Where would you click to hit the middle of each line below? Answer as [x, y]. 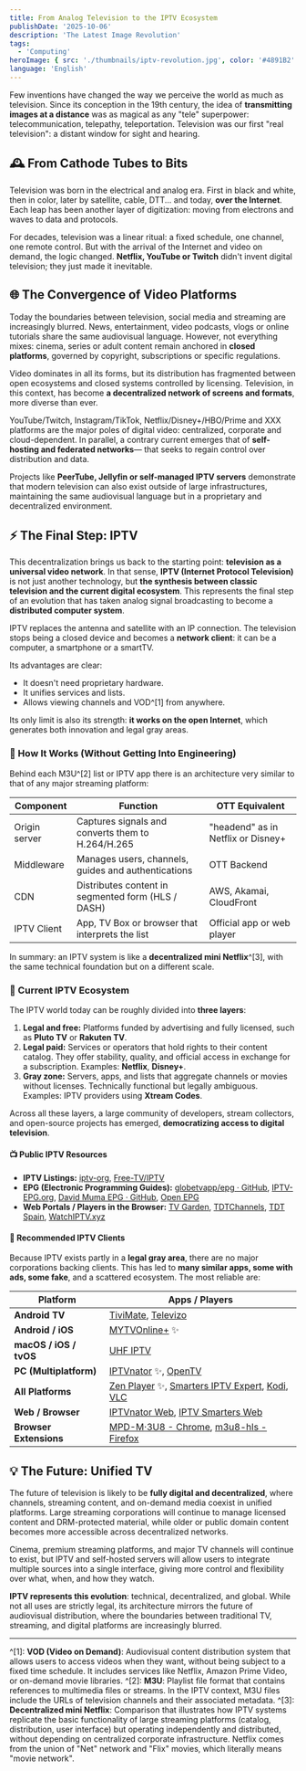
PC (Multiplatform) [56, 1371]
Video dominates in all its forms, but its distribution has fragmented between [153, 373]
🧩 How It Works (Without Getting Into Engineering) [123, 754]
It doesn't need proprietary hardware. [93, 683]
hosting [24, 449]
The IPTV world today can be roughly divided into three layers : [128, 1009]
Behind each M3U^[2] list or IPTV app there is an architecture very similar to [152, 774]
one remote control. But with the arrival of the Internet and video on [136, 247]
